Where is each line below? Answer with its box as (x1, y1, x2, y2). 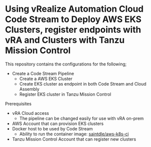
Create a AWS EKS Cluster (19, 76, 73, 82)
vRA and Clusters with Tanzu (5, 35, 125, 46)
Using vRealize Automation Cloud (5, 3, 144, 15)
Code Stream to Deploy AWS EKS (5, 14, 142, 25)
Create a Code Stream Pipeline (12, 70, 75, 76)
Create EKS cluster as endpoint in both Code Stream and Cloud (19, 81, 147, 86)
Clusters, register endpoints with (5, 24, 141, 35)
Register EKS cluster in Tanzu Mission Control (19, 91, 112, 97)
